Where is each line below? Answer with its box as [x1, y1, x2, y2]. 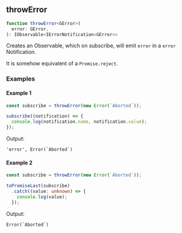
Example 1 [6, 89, 31, 97]
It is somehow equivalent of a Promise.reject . [6, 60, 119, 67]
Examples [6, 75, 36, 83]
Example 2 [6, 159, 33, 166]
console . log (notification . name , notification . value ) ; [11, 119, 147, 125]
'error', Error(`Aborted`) [6, 146, 73, 153]
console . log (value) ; [17, 194, 68, 200]
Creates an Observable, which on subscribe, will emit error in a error [6, 42, 176, 49]
